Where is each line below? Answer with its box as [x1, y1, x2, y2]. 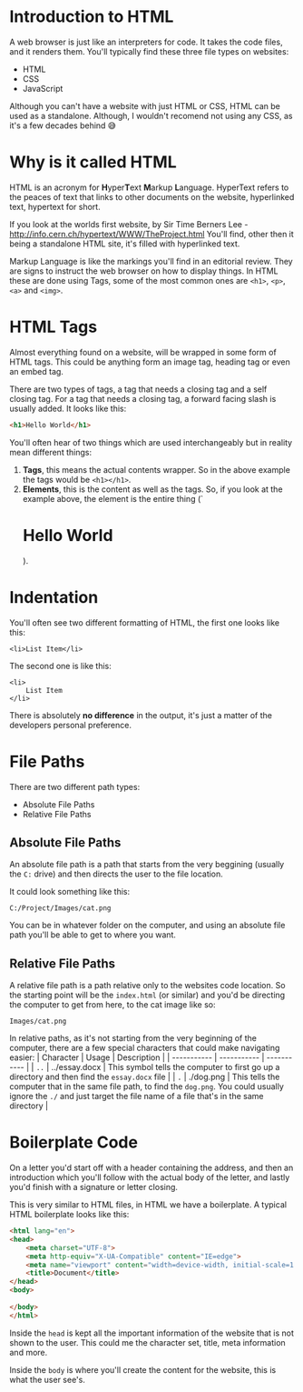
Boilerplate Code [9, 1132, 139, 1153]
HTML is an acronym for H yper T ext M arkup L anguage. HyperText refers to [9, 182, 289, 193]
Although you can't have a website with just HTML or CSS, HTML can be [9, 100, 281, 111]
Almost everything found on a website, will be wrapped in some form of [9, 346, 277, 357]
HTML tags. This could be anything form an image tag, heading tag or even [9, 356, 290, 367]
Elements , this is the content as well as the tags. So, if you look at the [22, 484, 283, 495]
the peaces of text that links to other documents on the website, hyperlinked [9, 191, 295, 202]
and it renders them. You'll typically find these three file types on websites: [9, 45, 289, 56]
